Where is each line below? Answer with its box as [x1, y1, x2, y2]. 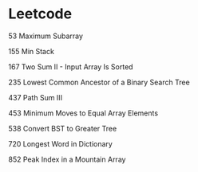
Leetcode [8, 5, 73, 23]
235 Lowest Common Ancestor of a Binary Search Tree [8, 77, 190, 87]
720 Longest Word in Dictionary [8, 139, 113, 148]
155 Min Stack [8, 46, 54, 56]
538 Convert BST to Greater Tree [8, 123, 117, 133]
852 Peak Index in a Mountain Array [8, 154, 126, 164]
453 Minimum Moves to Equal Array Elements [8, 108, 158, 118]
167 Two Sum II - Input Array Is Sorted [8, 61, 133, 72]
